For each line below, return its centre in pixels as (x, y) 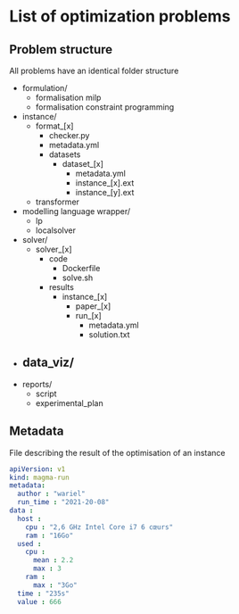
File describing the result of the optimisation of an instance (117, 452)
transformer (58, 202)
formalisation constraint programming (105, 107)
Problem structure (61, 50)
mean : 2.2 (53, 560)
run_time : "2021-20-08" (63, 502)
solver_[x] (54, 249)
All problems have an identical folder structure (94, 71)
